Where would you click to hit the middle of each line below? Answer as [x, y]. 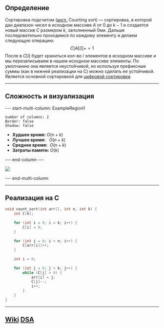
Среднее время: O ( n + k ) [39, 145]
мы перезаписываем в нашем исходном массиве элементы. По [72, 61]
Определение [27, 8]
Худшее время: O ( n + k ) [38, 135]
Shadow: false [20, 125]
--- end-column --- [24, 159]
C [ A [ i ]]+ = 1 [82, 48]
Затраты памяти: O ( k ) [36, 150]
